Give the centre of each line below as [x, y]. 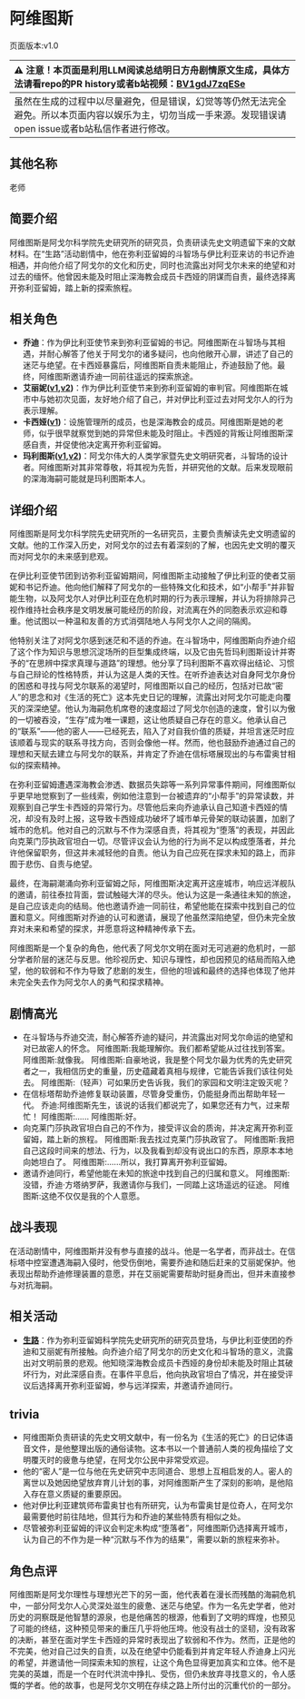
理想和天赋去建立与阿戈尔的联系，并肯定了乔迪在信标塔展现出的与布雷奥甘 [148, 754]
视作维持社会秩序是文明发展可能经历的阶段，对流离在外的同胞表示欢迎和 [144, 610]
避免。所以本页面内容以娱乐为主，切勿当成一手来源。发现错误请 [151, 114]
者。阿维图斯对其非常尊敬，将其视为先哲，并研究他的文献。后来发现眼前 [157, 468]
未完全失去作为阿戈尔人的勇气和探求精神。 [89, 983]
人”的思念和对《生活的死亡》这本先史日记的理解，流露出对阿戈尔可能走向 [147, 697]
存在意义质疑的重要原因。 [79, 1494]
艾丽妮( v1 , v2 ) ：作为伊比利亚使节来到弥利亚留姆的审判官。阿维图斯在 [151, 388]
